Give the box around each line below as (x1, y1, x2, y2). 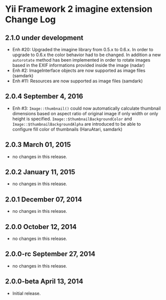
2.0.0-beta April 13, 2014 (5, 277, 83, 286)
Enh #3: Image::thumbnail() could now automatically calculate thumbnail (12, 105, 161, 111)
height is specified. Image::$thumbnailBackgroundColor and (12, 116, 132, 122)
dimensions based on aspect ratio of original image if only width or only (12, 110, 159, 116)
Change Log (5, 14, 56, 25)
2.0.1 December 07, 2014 (5, 195, 83, 203)
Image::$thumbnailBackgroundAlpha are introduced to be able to (12, 121, 141, 127)
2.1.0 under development (5, 33, 83, 42)
